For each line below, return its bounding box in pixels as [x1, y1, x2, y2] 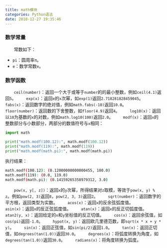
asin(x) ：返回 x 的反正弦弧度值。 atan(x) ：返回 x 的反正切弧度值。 [5, 206, 147, 212]
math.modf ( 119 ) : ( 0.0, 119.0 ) [5, 173, 68, 178]
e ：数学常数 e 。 [12, 63, 44, 69]
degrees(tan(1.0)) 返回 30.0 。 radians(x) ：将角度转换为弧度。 [5, 237, 141, 243]
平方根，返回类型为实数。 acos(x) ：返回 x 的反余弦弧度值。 [5, 200, 134, 206]
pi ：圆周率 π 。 [12, 57, 41, 63]
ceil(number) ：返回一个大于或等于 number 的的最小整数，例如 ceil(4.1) [14, 89, 158, 95]
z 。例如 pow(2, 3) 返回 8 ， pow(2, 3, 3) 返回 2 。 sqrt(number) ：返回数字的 [5, 193, 161, 200]
